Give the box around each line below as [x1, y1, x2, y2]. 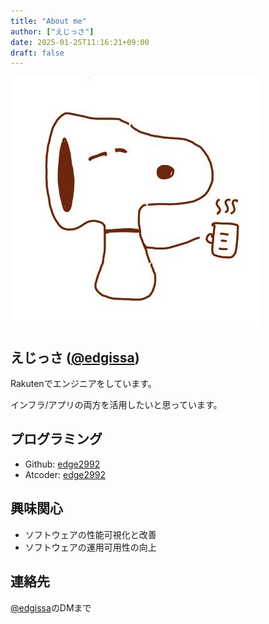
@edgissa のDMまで [10, 601, 92, 614]
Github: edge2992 [24, 458, 101, 470]
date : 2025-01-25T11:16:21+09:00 [10, 37, 150, 47]
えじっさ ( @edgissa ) [10, 349, 140, 366]
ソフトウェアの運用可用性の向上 [24, 541, 157, 553]
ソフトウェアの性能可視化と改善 [24, 528, 157, 540]
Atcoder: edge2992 [24, 468, 106, 480]
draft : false [10, 48, 65, 58]
